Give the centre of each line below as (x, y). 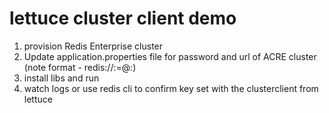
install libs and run (61, 78)
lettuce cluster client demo (123, 18)
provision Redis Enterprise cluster (93, 46)
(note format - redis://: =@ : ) (80, 67)
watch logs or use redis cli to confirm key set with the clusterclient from (171, 88)
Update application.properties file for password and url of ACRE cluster (170, 56)
